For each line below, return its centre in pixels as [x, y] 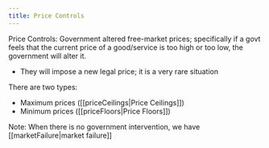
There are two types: [43, 87]
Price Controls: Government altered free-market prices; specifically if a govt [134, 39]
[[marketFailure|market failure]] [60, 135]
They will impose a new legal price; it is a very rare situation [119, 71]
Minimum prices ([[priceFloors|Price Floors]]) [95, 111]
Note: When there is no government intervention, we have [104, 126]
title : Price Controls [46, 16]
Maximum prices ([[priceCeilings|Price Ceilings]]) [102, 102]
